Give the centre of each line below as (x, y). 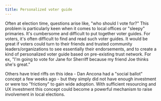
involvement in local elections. (35, 94)
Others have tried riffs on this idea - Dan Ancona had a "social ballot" (74, 73)
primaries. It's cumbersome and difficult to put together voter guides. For (78, 33)
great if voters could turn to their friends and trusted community (69, 43)
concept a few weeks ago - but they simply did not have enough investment (80, 79)
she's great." (18, 64)
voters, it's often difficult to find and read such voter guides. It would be (76, 39)
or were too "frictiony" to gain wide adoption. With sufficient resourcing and (80, 84)
